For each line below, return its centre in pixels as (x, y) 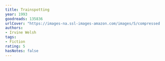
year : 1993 (16, 14)
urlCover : (15, 23)
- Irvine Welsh (21, 32)
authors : (14, 28)
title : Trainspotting (27, 10)
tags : (11, 37)
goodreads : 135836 (24, 19)
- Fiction (15, 42)
